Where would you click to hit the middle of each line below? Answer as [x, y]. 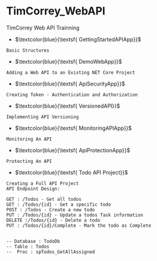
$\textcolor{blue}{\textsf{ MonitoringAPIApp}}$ [73, 128]
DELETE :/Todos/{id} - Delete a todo [53, 220]
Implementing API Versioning [43, 117]
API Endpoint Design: [33, 189]
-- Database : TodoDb [33, 241]
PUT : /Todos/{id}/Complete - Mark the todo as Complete [79, 226]
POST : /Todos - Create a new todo [51, 210]
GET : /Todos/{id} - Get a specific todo [59, 204]
